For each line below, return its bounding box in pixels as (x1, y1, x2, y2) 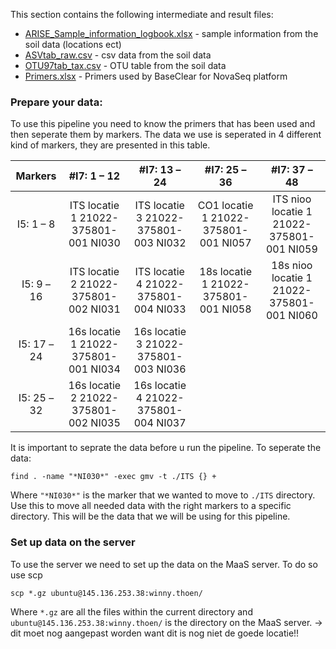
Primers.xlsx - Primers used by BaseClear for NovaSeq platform (24, 70, 288, 82)
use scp (10, 569, 43, 581)
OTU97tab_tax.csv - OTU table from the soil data (24, 60, 227, 71)
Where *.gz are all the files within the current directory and (10, 605, 253, 618)
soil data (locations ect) (24, 39, 122, 50)
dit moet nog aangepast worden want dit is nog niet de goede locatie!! (10, 627, 300, 639)
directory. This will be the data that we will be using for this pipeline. (10, 510, 291, 523)
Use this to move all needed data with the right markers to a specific (10, 500, 292, 512)
